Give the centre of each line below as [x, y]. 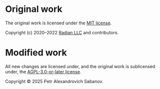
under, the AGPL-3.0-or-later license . [43, 72]
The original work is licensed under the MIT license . [58, 23]
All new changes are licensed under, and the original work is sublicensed [80, 66]
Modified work [36, 53]
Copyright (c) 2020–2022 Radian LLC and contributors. [62, 32]
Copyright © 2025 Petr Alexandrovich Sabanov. [54, 81]
